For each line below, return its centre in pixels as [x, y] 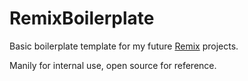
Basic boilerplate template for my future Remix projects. [124, 46]
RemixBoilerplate [82, 18]
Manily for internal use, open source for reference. [113, 65]
